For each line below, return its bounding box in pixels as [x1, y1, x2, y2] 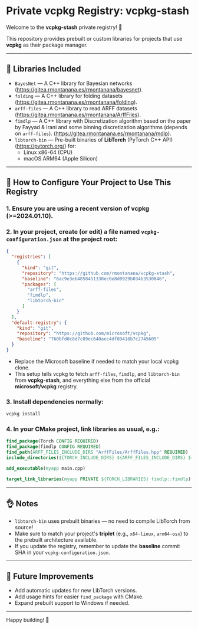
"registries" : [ [11, 254, 51, 260]
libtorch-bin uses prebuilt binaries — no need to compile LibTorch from [14, 517, 190, 525]
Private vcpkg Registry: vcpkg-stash [6, 4, 190, 18]
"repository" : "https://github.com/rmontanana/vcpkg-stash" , [21, 270, 176, 276]
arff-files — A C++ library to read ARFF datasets [14, 104, 137, 112]
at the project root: [62, 235, 118, 243]
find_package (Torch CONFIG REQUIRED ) [6, 438, 99, 444]
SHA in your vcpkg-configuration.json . [14, 549, 110, 556]
